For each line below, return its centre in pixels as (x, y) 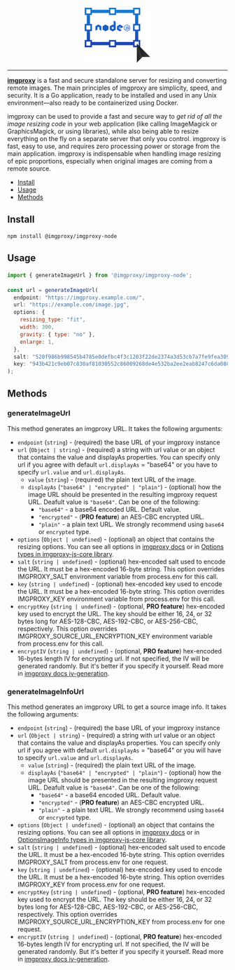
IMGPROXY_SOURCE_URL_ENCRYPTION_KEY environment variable (115, 636)
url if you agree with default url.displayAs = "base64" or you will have (119, 750)
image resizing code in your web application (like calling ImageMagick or (112, 124)
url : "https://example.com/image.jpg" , (72, 305)
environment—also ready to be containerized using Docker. (93, 103)
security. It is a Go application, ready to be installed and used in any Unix (112, 95)
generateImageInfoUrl (45, 691)
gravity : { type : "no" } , (58, 334)
